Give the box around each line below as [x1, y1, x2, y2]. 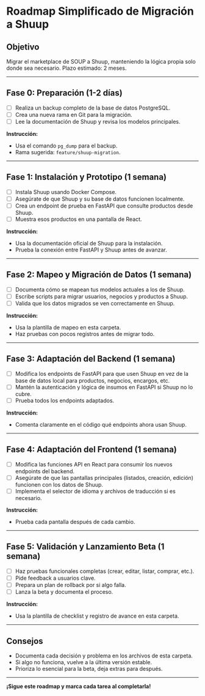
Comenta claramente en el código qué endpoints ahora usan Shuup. [15, 421, 187, 428]
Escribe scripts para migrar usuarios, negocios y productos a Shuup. [15, 293, 188, 300]
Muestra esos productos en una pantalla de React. [15, 215, 142, 223]
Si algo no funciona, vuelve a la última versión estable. [15, 658, 153, 665]
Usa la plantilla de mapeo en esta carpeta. [15, 324, 121, 331]
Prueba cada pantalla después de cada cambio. [15, 518, 135, 526]
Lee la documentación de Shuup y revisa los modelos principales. [15, 118, 181, 125]
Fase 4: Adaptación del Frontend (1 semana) [6, 444, 177, 455]
